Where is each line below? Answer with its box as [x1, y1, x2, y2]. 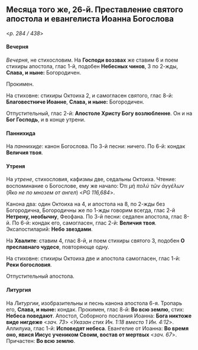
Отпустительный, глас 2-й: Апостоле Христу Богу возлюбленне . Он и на [6, 110, 193, 117]
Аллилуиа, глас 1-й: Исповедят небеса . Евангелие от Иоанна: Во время [6, 325, 189, 332]
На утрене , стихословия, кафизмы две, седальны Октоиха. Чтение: [6, 176, 176, 183]
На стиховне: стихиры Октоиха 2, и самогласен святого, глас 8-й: [6, 92, 173, 99]
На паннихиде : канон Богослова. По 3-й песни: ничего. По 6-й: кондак [6, 143, 186, 150]
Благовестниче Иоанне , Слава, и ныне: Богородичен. [6, 98, 145, 105]
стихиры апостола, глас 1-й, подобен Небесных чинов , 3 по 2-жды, [6, 63, 178, 70]
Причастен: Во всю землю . [6, 337, 76, 344]
